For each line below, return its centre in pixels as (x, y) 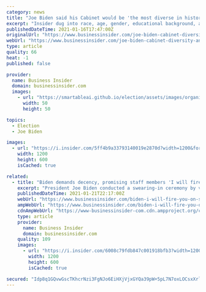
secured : (17, 279)
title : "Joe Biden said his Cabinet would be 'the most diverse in (94, 18)
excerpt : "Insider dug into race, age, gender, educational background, (101, 23)
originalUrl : (23, 35)
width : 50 (35, 103)
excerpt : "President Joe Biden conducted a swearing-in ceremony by (107, 188)
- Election (26, 126)
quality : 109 (34, 239)
